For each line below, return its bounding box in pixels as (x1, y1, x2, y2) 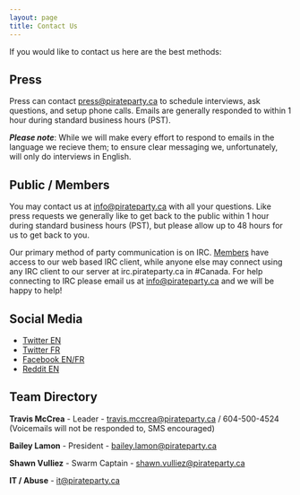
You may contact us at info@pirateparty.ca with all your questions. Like (9, 201, 271, 212)
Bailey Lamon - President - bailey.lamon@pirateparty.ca (9, 440, 218, 451)
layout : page (9, 13, 58, 22)
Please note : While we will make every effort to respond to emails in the (9, 132, 275, 143)
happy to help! (9, 285, 63, 296)
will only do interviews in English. (9, 152, 132, 162)
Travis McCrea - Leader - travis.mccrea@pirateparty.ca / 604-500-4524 (9, 413, 279, 424)
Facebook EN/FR (21, 353, 85, 364)
